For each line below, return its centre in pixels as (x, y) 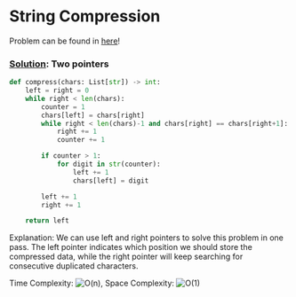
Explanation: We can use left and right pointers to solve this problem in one (147, 238)
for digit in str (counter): (109, 164)
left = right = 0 (57, 90)
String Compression (85, 16)
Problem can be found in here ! (65, 41)
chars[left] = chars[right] (93, 115)
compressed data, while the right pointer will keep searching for (126, 257)
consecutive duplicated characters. (74, 266)
